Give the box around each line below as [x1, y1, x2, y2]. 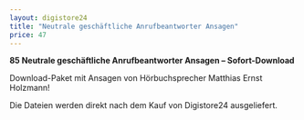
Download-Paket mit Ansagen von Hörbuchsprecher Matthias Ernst [9, 73, 263, 84]
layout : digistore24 [9, 13, 89, 23]
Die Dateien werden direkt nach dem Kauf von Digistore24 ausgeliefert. [9, 100, 278, 111]
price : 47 [9, 30, 47, 39]
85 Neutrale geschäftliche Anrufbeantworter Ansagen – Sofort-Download [9, 55, 295, 66]
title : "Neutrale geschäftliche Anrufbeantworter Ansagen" [9, 22, 239, 31]
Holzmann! [9, 83, 50, 94]
